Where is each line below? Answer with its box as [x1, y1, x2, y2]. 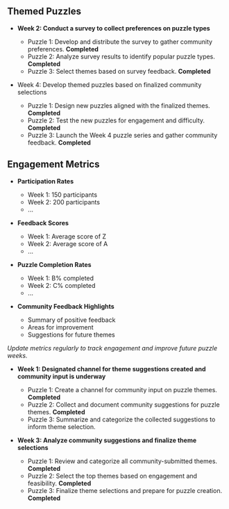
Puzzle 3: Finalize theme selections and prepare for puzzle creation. [27, 486, 223, 494]
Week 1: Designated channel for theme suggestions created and [17, 364, 206, 373]
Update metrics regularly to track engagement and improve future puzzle [7, 344, 217, 352]
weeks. [7, 351, 28, 359]
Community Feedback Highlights [17, 302, 114, 310]
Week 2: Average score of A [27, 239, 108, 248]
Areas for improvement [27, 323, 94, 331]
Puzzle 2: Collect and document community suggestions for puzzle [27, 400, 220, 409]
